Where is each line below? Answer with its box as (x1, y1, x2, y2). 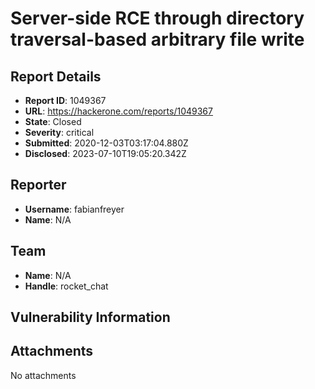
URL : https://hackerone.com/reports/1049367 (24, 105, 213, 117)
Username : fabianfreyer (24, 203, 125, 215)
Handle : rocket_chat (24, 280, 109, 292)
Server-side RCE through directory (10, 7, 305, 30)
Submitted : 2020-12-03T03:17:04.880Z (24, 137, 189, 149)
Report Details (10, 68, 102, 85)
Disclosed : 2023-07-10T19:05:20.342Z (24, 148, 187, 159)
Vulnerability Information (10, 309, 171, 326)
